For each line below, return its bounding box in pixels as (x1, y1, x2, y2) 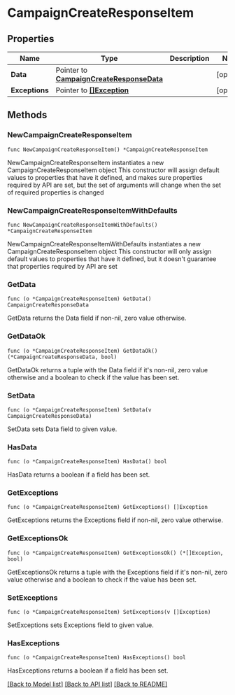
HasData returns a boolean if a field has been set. (7, 470, 150, 479)
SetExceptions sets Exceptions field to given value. (7, 621, 154, 629)
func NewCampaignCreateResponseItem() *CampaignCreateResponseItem (7, 146, 208, 153)
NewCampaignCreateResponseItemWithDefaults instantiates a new (7, 239, 201, 248)
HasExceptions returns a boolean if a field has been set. (7, 666, 169, 675)
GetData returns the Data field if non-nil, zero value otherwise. (7, 314, 187, 323)
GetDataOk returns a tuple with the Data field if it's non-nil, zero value (7, 365, 208, 374)
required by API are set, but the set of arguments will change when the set (7, 181, 222, 189)
